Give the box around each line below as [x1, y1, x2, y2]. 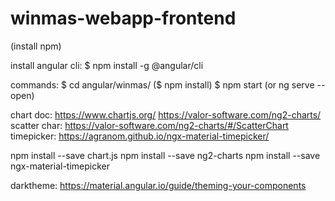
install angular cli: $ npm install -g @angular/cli [10, 59, 204, 71]
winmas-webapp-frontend [10, 7, 237, 30]
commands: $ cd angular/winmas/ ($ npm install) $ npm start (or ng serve [10, 78, 315, 91]
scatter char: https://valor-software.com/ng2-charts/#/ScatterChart [10, 119, 289, 131]
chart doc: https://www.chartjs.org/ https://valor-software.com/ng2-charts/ [10, 108, 322, 121]
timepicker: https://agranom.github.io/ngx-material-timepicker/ [10, 130, 270, 142]
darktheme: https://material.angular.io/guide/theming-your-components [10, 179, 307, 191]
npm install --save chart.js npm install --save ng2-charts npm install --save [10, 149, 321, 161]
